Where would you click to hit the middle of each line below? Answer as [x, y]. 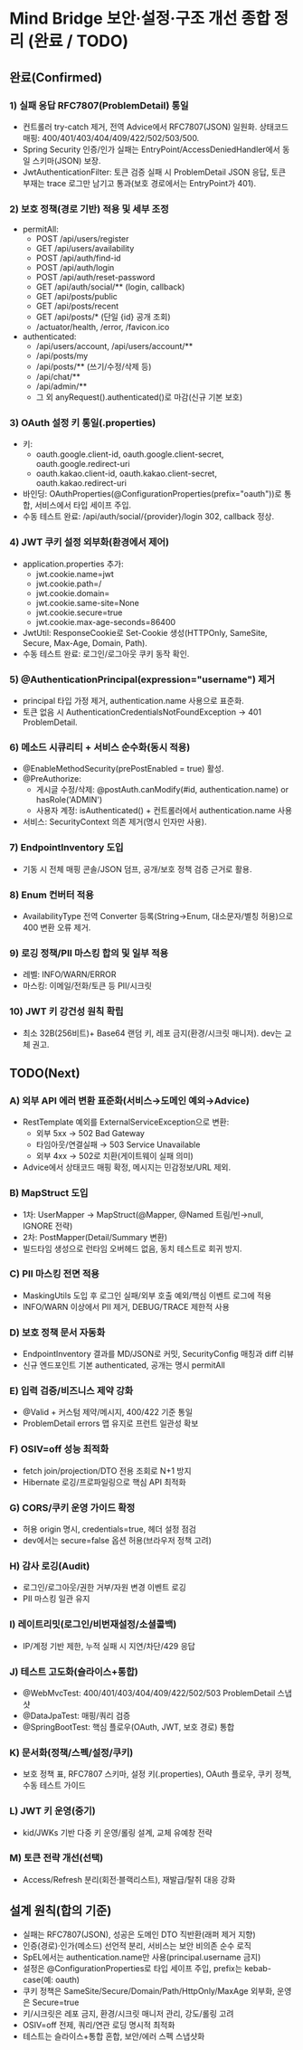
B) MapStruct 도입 [49, 1193]
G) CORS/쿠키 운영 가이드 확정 [72, 1507]
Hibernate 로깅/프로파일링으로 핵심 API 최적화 [104, 1482]
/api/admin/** [62, 386]
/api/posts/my [62, 356]
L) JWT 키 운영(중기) [53, 1811]
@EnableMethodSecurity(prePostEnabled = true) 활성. [123, 769]
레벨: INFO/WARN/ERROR [69, 974]
